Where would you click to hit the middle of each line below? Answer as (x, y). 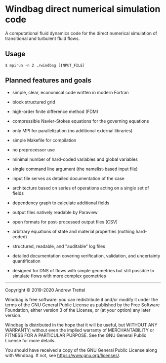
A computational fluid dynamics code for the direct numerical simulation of (81, 33)
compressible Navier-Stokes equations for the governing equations (81, 121)
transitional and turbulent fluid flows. (42, 38)
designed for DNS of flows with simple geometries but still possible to (83, 270)
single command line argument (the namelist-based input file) (75, 169)
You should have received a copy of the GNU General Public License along (81, 350)
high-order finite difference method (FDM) (55, 111)
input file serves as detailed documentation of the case (68, 178)
